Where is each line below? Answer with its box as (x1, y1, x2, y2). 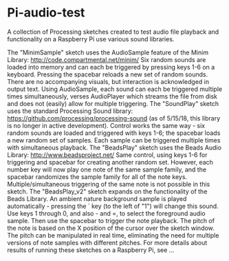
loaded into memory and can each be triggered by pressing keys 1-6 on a (7, 63, 215, 71)
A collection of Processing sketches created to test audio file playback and (7, 28, 219, 36)
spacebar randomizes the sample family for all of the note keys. (7, 172, 188, 180)
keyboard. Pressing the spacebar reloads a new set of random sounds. (7, 70, 208, 79)
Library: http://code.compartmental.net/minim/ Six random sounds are (7, 55, 206, 63)
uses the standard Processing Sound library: (7, 107, 133, 115)
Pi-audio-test (7, 5, 85, 21)
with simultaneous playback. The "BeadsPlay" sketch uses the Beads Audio (7, 143, 222, 152)
